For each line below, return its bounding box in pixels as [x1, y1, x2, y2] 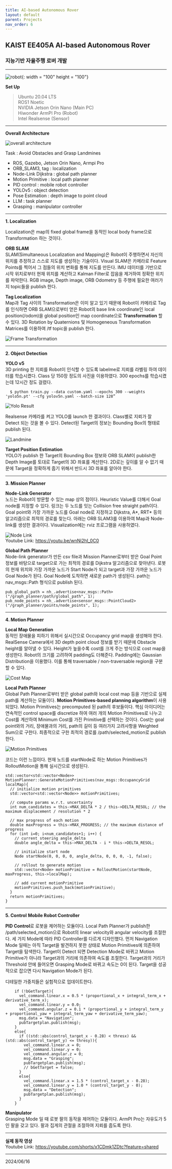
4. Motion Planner [5, 617, 45, 623]
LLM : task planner [12, 198, 52, 204]
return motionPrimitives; [10, 894, 66, 899]
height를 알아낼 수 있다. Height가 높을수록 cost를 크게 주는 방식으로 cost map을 [5, 645, 166, 651]
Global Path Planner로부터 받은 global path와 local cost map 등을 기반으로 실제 [5, 691, 167, 697]
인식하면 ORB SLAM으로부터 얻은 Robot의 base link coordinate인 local [10, 306, 155, 312]
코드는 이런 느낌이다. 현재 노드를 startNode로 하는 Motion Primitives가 [5, 756, 147, 762]
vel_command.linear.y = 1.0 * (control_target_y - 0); [24, 1082, 143, 1088]
